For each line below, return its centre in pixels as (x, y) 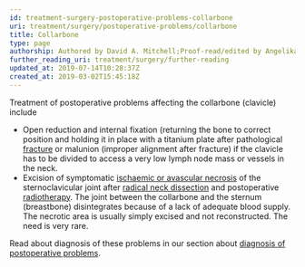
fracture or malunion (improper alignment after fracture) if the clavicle (153, 148)
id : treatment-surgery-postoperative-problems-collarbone (121, 18)
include (24, 112)
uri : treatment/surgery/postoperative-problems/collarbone (123, 26)
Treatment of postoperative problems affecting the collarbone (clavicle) (143, 102)
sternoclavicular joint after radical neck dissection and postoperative (151, 187)
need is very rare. (55, 225)
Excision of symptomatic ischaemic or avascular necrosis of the (142, 177)
